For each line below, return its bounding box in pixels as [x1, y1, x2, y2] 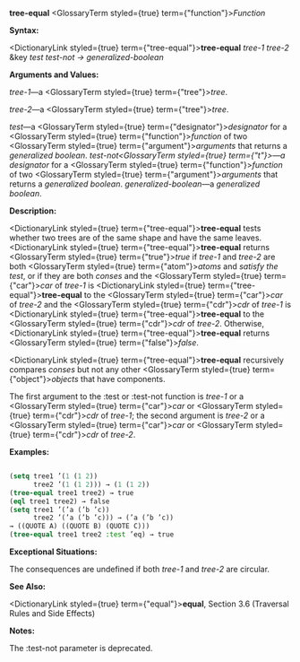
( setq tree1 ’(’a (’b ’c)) [9, 505, 110, 514]
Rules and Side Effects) [9, 608, 96, 618]
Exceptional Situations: [9, 546, 98, 557]
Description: [9, 205, 56, 216]
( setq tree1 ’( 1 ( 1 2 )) [9, 472, 99, 481]
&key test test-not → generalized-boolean [9, 52, 164, 62]
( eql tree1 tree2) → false [9, 497, 110, 506]
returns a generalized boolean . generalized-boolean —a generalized [9, 179, 261, 189]
